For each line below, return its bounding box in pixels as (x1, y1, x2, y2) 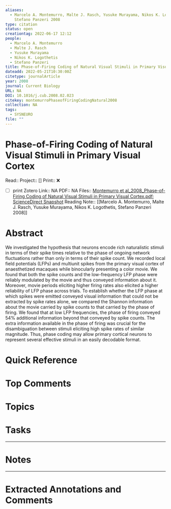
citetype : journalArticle (5, 74, 60, 79)
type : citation (5, 21, 38, 27)
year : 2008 (5, 79, 28, 84)
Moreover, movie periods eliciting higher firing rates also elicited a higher (5, 282, 159, 288)
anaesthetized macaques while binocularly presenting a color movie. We (5, 266, 158, 272)
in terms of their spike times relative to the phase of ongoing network (5, 250, 150, 256)
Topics (5, 401, 35, 413)
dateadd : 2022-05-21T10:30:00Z (5, 69, 72, 75)
